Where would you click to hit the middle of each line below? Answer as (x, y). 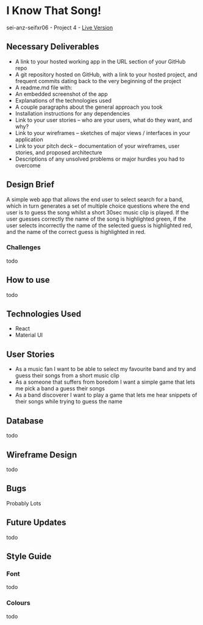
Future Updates (36, 523)
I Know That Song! (54, 11)
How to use (28, 280)
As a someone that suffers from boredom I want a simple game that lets (105, 382)
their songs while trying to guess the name (69, 401)
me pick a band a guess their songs (60, 389)
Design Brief (30, 185)
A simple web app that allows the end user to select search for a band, (95, 199)
